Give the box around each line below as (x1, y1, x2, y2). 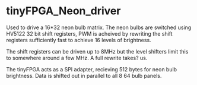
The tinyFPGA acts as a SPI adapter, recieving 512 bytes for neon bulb (6, 65, 177, 73)
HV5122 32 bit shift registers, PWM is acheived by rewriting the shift (6, 30, 173, 37)
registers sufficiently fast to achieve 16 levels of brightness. (6, 36, 151, 43)
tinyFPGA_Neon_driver (6, 4, 121, 18)
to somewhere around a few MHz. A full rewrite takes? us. (6, 54, 148, 61)
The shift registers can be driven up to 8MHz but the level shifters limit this (6, 48, 189, 55)
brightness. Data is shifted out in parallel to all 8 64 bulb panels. (6, 72, 162, 79)
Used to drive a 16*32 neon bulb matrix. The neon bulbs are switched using (6, 24, 192, 31)
